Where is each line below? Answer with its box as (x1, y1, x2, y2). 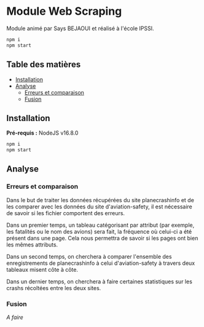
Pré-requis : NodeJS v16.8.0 (6, 129, 79, 136)
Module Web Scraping (6, 4, 122, 18)
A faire (6, 313, 23, 321)
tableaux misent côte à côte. (6, 266, 79, 273)
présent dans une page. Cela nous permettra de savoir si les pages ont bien (6, 234, 198, 242)
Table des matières (6, 60, 81, 70)
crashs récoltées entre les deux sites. (6, 284, 101, 291)
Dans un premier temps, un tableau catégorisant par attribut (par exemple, (6, 221, 195, 229)
